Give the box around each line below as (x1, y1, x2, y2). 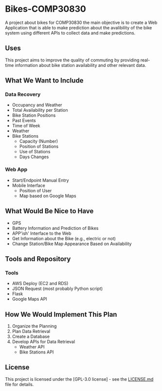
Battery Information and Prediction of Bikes (12, 225, 99, 231)
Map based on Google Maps (19, 193, 76, 199)
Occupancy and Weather (12, 102, 62, 108)
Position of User (19, 187, 52, 193)
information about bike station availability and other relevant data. (15, 62, 146, 68)
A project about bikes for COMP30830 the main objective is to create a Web (5, 20, 158, 25)
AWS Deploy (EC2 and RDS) (12, 281, 69, 287)
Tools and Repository (5, 255, 71, 263)
